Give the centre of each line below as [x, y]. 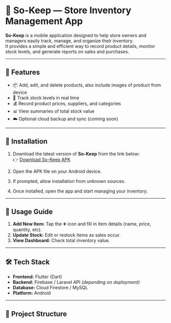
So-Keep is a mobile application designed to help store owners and [76, 35]
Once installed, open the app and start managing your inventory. [80, 191]
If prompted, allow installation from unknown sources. [69, 181]
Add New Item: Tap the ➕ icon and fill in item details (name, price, [82, 224]
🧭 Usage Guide [29, 212]
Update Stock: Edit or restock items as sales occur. [66, 235]
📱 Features [23, 73]
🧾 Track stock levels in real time [46, 98]
